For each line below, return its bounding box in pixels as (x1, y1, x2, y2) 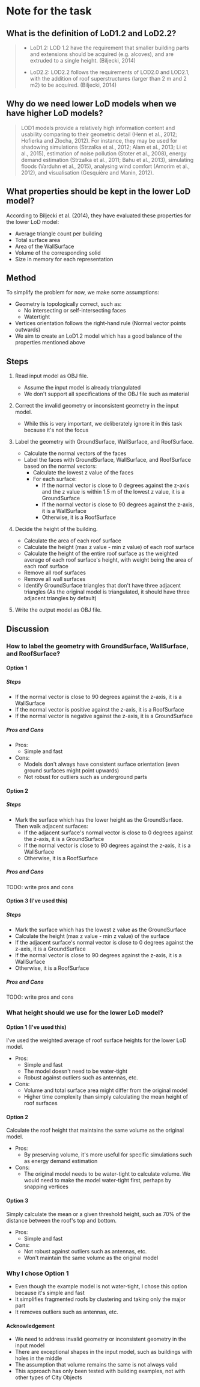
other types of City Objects (14, 1374, 82, 1381)
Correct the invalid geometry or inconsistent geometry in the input (14, 402, 179, 409)
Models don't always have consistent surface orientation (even (23, 760, 180, 768)
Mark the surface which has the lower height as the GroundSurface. (14, 816, 183, 823)
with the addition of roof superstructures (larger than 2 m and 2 (29, 75, 187, 82)
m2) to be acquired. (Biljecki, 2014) (29, 81, 117, 88)
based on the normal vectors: (23, 462, 97, 470)
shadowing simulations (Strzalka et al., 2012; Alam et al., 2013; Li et (20, 143, 187, 150)
